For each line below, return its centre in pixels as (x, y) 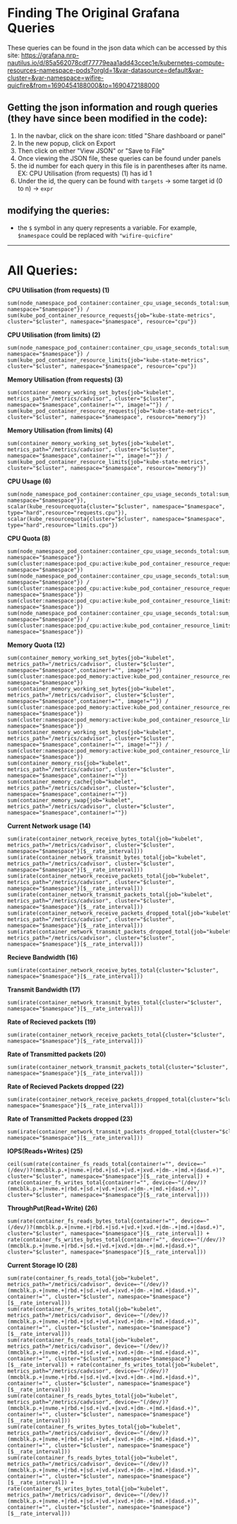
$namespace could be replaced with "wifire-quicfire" (95, 235)
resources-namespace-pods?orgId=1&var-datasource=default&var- (106, 70)
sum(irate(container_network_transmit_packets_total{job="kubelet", (110, 894)
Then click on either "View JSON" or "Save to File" (91, 151)
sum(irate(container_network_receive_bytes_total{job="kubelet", (105, 839)
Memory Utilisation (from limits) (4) (60, 430)
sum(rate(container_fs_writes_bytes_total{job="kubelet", (94, 1427)
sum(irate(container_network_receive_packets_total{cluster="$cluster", (116, 1035)
